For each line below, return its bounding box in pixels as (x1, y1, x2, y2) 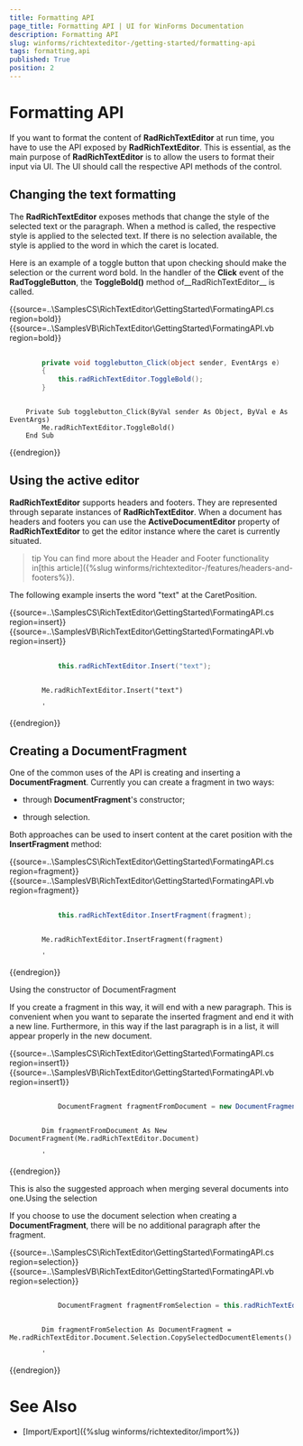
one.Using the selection (9, 1193, 97, 1203)
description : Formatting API (9, 30, 119, 39)
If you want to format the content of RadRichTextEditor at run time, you (9, 132, 275, 143)
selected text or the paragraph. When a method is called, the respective (9, 220, 277, 231)
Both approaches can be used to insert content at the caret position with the (9, 829, 293, 840)
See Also (9, 1396, 78, 1417)
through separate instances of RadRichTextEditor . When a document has (9, 506, 282, 517)
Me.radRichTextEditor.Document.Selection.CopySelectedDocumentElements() (9, 1332, 293, 1342)
